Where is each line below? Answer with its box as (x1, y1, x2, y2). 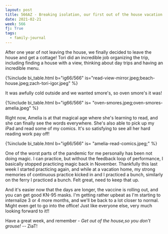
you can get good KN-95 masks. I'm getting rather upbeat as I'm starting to (5, 192, 161, 198)
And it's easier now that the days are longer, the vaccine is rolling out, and (5, 186, 158, 192)
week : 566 (5, 21, 26, 27)
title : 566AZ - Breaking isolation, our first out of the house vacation (5, 12, 163, 17)
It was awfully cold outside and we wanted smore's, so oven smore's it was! (5, 90, 162, 96)
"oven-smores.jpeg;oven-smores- (92, 99, 163, 105)
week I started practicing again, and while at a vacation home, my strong (5, 166, 155, 172)
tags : (5, 31, 17, 36)
